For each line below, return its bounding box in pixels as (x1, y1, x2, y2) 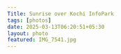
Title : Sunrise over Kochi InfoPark (7, 10, 114, 18)
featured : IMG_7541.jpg (7, 36, 77, 43)
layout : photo (7, 29, 49, 37)
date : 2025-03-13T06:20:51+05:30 (7, 23, 105, 30)
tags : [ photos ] (7, 17, 52, 24)
